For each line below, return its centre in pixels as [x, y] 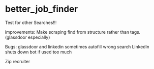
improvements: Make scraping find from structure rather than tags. [73, 32]
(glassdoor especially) [28, 37]
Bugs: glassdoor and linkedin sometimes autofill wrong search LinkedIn [77, 46]
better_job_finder [42, 9]
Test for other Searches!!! [31, 23]
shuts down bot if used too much [39, 52]
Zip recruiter [18, 61]
